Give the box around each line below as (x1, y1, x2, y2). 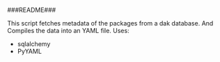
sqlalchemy (17, 40, 51, 48)
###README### (7, 6, 56, 14)
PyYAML (17, 48, 42, 55)
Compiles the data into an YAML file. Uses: (7, 27, 130, 34)
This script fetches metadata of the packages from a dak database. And (7, 19, 214, 27)
